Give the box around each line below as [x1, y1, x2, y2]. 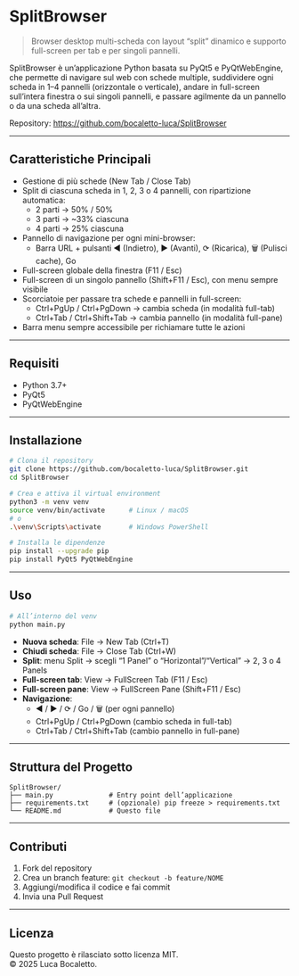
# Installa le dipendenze [9, 538, 105, 548]
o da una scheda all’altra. [9, 100, 101, 111]
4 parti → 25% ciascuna [35, 223, 125, 234]
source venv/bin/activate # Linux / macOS [9, 506, 190, 515]
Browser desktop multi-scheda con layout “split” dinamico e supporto [30, 36, 287, 46]
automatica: [21, 194, 66, 205]
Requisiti [9, 356, 60, 371]
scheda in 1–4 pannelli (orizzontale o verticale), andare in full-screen [9, 81, 260, 92]
